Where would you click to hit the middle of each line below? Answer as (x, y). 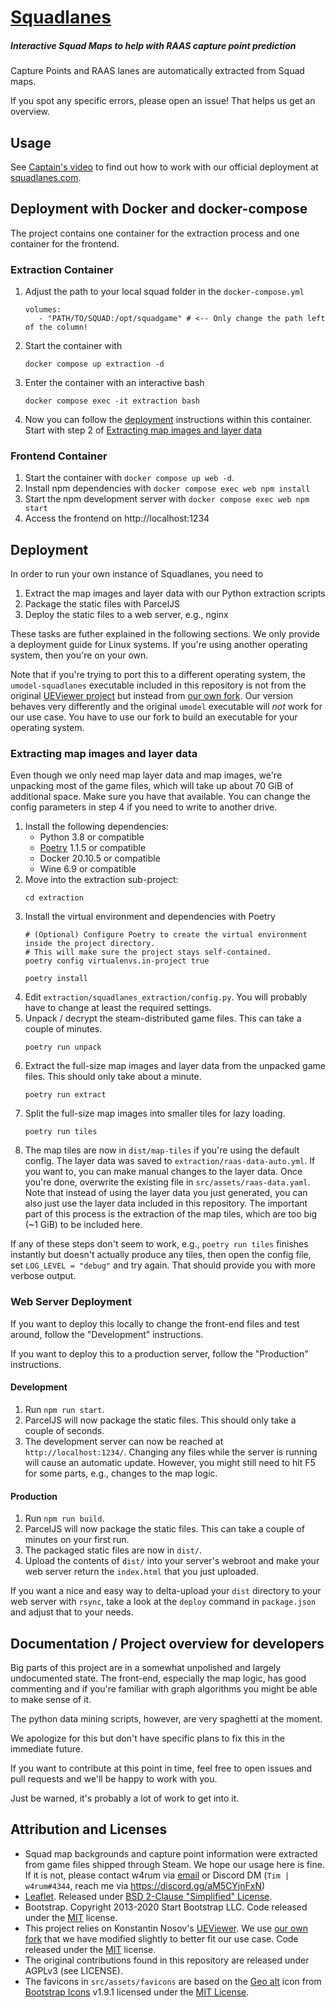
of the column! (56, 327)
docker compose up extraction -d (94, 364)
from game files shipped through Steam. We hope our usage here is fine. (174, 1864)
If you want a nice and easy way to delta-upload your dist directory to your (166, 1591)
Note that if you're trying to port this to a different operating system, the (158, 675)
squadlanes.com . (46, 177)
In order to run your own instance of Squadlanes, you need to (137, 574)
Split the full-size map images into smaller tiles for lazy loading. (155, 1113)
